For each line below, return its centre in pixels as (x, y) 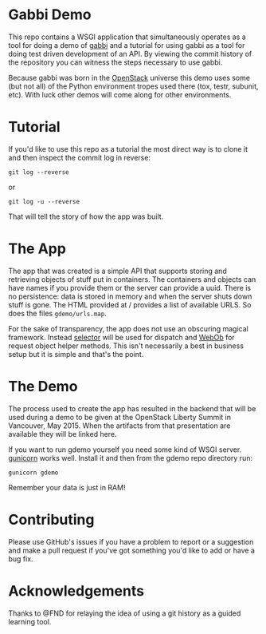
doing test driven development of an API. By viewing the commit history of (130, 53)
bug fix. (21, 559)
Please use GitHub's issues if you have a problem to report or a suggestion (131, 541)
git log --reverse (39, 172)
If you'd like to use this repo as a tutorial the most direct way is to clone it (128, 149)
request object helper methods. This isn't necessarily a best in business (126, 346)
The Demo (43, 386)
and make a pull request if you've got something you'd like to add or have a (131, 550)
